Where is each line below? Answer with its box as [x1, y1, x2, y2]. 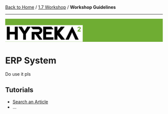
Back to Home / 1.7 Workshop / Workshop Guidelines [5, 4, 116, 10]
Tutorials [5, 86, 33, 94]
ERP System [5, 55, 56, 66]
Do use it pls [5, 71, 31, 77]
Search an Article [12, 99, 48, 105]
